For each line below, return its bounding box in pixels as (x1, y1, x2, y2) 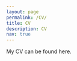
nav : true (6, 31, 31, 37)
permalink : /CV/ (6, 14, 47, 21)
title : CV (6, 20, 31, 26)
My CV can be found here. (6, 48, 72, 55)
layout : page (6, 8, 39, 15)
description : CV (6, 25, 47, 32)
